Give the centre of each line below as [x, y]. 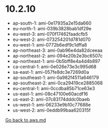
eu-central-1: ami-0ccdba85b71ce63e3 [54, 88]
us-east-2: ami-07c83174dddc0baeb [51, 99]
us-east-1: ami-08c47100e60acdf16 [50, 94]
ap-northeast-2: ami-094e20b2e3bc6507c [58, 56]
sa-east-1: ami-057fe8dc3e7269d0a [51, 72]
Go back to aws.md [26, 120]
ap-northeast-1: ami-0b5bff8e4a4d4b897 [56, 61]
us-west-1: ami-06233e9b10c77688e [51, 104]
